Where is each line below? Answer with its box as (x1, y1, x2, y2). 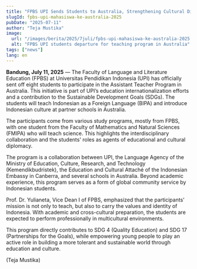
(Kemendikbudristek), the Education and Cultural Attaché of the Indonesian (6, 166, 188, 173)
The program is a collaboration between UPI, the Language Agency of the (6, 153, 185, 160)
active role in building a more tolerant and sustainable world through (6, 238, 171, 246)
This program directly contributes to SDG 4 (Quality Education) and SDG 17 (6, 226, 188, 233)
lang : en (6, 52, 28, 58)
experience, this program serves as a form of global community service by (6, 179, 186, 186)
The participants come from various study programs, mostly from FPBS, (6, 117, 180, 124)
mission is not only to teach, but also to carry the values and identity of (6, 202, 178, 209)
